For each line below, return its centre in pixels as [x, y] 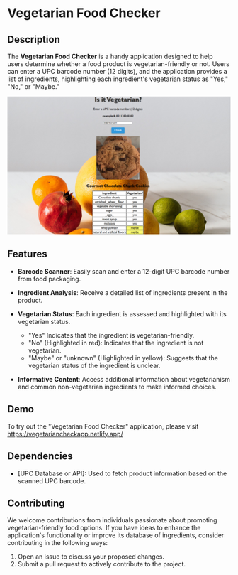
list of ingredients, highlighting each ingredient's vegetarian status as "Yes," [118, 79]
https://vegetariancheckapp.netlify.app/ [65, 434]
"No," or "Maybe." [34, 86]
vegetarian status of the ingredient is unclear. [94, 365]
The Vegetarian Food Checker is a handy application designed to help [110, 56]
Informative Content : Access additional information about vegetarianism [124, 379]
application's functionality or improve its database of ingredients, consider [116, 535]
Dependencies [40, 456]
